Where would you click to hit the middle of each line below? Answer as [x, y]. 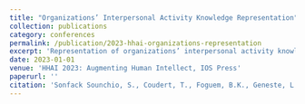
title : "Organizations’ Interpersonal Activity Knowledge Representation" [154, 18]
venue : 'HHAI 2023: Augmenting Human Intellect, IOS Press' [126, 69]
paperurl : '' [34, 77]
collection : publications [58, 26]
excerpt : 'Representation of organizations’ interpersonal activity [142, 52]
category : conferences [52, 34]
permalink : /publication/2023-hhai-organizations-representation [135, 43]
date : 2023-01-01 [42, 60]
